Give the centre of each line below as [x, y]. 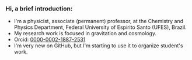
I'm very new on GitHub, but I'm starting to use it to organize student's [98, 46]
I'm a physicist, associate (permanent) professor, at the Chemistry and [99, 21]
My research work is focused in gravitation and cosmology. [85, 33]
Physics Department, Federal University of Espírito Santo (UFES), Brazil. [100, 27]
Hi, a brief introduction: [39, 9]
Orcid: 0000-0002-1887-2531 [50, 40]
